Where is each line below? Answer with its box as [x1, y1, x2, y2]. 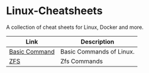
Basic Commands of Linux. [60, 47, 135, 55]
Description [80, 37, 115, 45]
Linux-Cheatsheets [6, 4, 103, 18]
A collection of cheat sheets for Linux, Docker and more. [6, 24, 144, 31]
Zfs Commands [60, 57, 103, 65]
